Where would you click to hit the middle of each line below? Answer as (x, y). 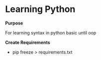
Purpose (14, 23)
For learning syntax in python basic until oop (51, 32)
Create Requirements (28, 42)
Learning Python (40, 9)
